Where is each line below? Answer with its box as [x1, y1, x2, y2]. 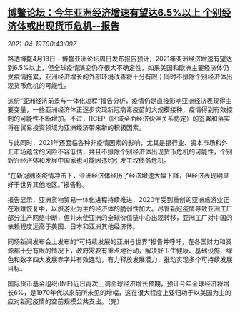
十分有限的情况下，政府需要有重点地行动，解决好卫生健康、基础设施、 [19, 246, 226, 255]
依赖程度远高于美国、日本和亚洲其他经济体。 [7, 222, 139, 231]
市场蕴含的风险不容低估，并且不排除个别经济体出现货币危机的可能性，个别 [13, 147, 233, 156]
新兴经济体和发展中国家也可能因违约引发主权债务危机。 [7, 156, 170, 164]
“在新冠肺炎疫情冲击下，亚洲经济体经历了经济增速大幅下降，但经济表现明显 [7, 171, 230, 180]
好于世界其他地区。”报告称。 [7, 180, 89, 188]
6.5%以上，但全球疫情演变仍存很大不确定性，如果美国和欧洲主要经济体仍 [13, 63, 230, 71]
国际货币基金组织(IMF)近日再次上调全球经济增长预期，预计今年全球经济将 [7, 279, 224, 288]
